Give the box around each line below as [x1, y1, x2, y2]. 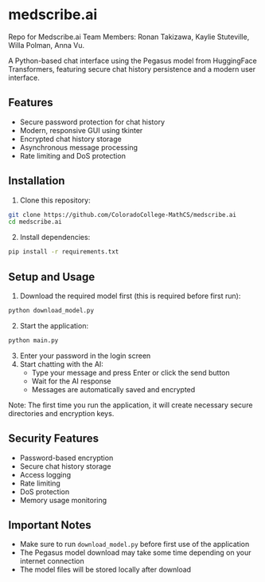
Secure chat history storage [19, 461, 111, 471]
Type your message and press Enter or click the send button [31, 368, 230, 377]
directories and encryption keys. [8, 408, 115, 418]
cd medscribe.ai [8, 218, 62, 226]
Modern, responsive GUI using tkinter [19, 125, 143, 135]
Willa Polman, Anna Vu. [8, 40, 85, 49]
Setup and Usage [8, 269, 95, 284]
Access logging [19, 470, 72, 479]
